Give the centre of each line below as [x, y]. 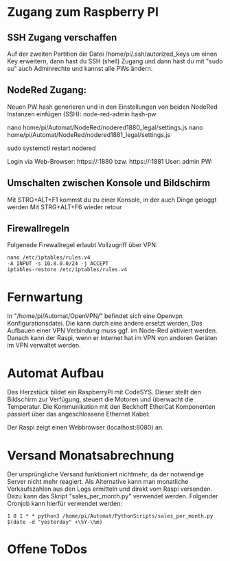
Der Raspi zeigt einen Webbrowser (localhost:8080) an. [85, 427]
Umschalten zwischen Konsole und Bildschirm [109, 183]
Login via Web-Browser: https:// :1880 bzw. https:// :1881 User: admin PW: [110, 161]
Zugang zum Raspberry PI [83, 12]
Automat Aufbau [56, 373]
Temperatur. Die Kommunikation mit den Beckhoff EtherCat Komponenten [111, 407]
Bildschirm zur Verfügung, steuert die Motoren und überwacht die [100, 399]
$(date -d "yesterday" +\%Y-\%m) [55, 522]
